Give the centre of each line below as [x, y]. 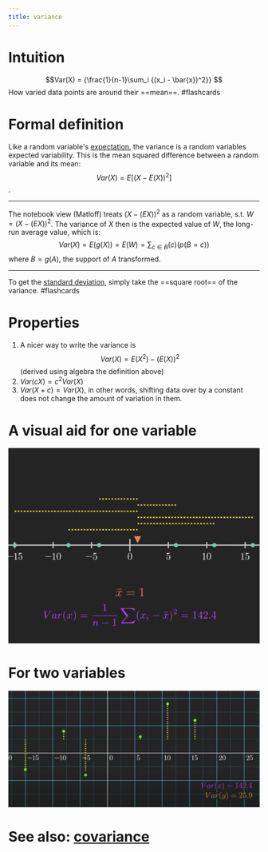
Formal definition [66, 124]
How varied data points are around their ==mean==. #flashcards [114, 92]
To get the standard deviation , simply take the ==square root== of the [123, 282]
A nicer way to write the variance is [78, 345]
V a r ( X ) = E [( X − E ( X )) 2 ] [134, 177]
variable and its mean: [45, 163]
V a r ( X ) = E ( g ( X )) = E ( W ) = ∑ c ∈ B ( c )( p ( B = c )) [134, 246]
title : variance [35, 17]
